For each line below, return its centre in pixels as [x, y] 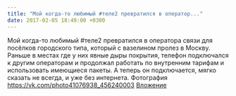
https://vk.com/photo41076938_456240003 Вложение [87, 85]
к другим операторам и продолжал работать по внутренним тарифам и [116, 62]
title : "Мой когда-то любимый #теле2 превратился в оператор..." [105, 14]
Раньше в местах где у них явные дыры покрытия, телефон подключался [118, 55]
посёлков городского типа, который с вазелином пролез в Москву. [109, 48]
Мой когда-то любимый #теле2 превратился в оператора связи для [110, 40]
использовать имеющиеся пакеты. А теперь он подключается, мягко [112, 70]
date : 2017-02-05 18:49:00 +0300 [56, 20]
